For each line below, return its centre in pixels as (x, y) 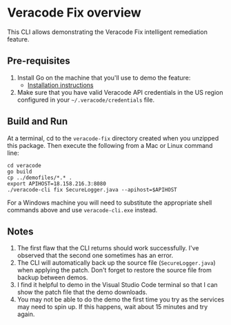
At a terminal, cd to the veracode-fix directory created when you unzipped (113, 138)
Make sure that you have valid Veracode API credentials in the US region (120, 92)
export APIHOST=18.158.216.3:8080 (57, 184)
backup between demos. (52, 277)
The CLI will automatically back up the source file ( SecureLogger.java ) (116, 263)
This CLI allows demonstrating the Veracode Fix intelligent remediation (108, 32)
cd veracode (24, 165)
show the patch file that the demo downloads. (82, 292)
